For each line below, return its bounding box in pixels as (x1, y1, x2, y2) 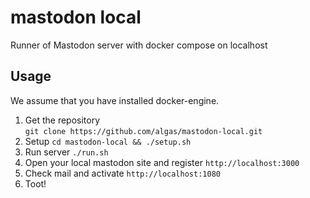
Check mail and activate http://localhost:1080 (24, 167, 221, 179)
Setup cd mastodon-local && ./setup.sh (24, 135, 192, 147)
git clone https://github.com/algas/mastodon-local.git (24, 126, 263, 136)
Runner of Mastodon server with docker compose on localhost (10, 39, 268, 51)
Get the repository (24, 114, 101, 126)
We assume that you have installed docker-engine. (10, 94, 220, 106)
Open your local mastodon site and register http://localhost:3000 (24, 156, 300, 168)
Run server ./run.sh (24, 146, 109, 158)
